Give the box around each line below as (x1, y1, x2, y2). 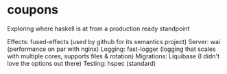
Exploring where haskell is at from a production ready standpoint (7, 24, 190, 33)
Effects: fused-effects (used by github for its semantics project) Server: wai (7, 37, 221, 45)
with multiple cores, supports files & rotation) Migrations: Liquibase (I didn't (7, 52, 220, 60)
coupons (7, 2, 59, 18)
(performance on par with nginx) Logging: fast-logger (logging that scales (7, 45, 216, 53)
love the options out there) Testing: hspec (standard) (7, 59, 156, 67)
